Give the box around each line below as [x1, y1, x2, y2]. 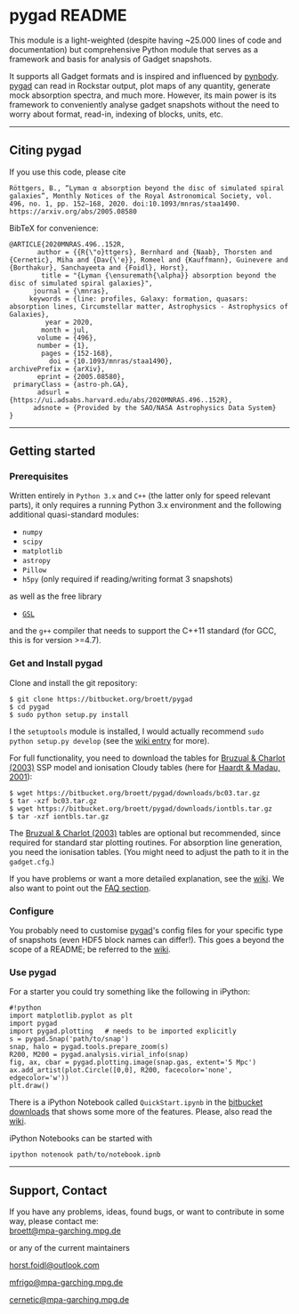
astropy [21, 557, 51, 566]
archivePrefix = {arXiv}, [9, 364, 105, 374]
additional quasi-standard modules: [9, 509, 140, 520]
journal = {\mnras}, [32, 286, 109, 295]
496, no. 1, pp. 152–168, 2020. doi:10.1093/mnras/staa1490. [9, 199, 241, 208]
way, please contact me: [9, 1216, 100, 1227]
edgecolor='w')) [9, 1074, 69, 1083]
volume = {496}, [36, 333, 98, 343]
